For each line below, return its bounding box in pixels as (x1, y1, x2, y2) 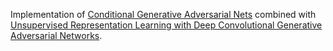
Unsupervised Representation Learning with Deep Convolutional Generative (10, 19, 323, 31)
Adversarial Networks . (10, 30, 103, 41)
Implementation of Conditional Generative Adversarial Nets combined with (10, 9, 317, 20)
